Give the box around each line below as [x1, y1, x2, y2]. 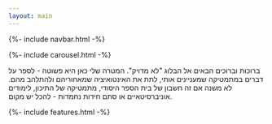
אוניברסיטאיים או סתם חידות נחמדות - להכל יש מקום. [8, 91, 173, 101]
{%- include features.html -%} [8, 107, 111, 117]
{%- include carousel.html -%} [8, 49, 112, 59]
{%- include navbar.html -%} [8, 34, 106, 44]
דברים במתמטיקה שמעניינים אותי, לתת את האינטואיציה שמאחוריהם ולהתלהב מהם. [8, 74, 264, 83]
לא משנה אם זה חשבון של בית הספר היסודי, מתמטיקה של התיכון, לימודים [8, 83, 233, 92]
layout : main [8, 11, 53, 20]
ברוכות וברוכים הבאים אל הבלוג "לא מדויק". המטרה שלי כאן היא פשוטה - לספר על [8, 66, 261, 75]
